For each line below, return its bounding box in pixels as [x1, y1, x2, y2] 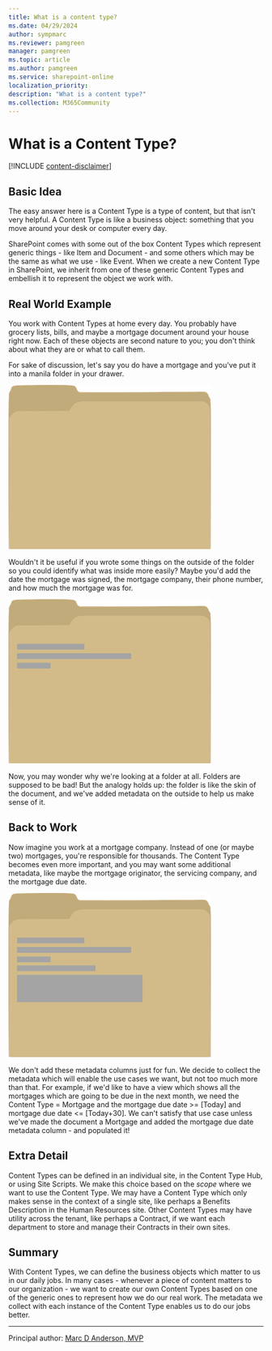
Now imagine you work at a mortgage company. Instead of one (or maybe [8, 842, 255, 852]
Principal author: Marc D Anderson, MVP [8, 1333, 144, 1343]
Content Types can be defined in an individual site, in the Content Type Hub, [8, 1170, 263, 1180]
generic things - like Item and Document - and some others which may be [8, 248, 255, 258]
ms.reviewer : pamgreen [8, 39, 85, 47]
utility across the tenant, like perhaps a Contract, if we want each [8, 1213, 226, 1223]
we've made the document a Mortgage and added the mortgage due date [8, 1117, 254, 1127]
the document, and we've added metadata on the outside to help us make [8, 789, 255, 798]
